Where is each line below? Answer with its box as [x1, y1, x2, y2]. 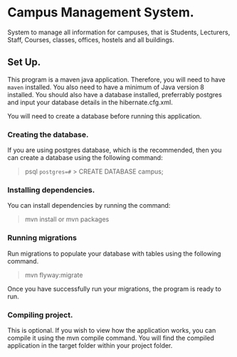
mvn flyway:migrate [24, 271, 83, 279]
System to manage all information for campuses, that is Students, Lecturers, [7, 28, 231, 36]
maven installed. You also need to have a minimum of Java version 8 [7, 83, 204, 91]
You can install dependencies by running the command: [7, 201, 171, 210]
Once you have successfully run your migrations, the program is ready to [7, 284, 222, 293]
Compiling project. [7, 310, 73, 320]
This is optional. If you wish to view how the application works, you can [7, 326, 216, 334]
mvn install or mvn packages [24, 215, 110, 223]
